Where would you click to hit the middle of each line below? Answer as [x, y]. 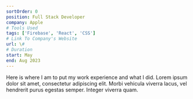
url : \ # [16, 45]
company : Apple [25, 22]
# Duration [19, 50]
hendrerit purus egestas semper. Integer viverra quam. [72, 90]
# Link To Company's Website [42, 39]
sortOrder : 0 [22, 11]
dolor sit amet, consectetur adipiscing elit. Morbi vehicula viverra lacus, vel [97, 83]
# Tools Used [22, 28]
